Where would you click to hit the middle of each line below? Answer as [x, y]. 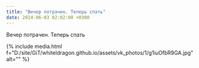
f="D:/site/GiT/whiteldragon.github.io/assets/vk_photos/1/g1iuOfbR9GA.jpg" [100, 52]
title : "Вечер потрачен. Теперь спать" [56, 12]
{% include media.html [34, 46]
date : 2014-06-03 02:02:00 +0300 [48, 17]
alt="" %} [18, 59]
